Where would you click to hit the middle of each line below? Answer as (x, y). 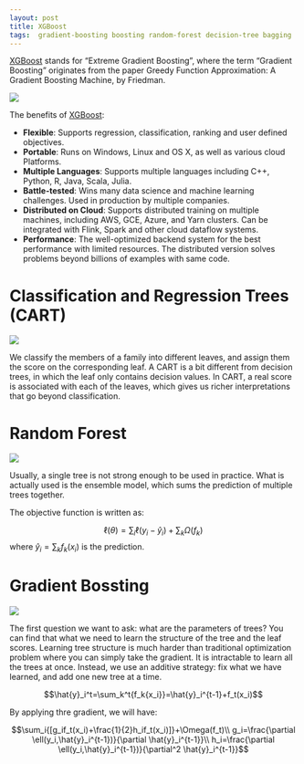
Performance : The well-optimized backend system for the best (142, 239)
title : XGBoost (38, 26)
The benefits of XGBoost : (57, 115)
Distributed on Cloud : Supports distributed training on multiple (141, 210)
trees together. (37, 495)
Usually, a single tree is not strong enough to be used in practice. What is (147, 476)
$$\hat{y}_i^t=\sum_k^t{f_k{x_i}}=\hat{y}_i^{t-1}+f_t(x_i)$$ (153, 694)
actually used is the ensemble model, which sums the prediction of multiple (151, 486)
